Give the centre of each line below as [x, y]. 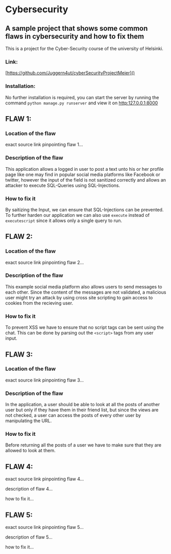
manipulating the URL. [29, 421]
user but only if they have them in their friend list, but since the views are [82, 410]
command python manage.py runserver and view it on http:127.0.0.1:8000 [82, 103]
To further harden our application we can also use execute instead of [77, 215]
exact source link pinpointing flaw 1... [44, 145]
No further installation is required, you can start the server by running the [82, 97]
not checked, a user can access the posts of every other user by [73, 415]
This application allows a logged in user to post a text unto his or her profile [84, 169]
